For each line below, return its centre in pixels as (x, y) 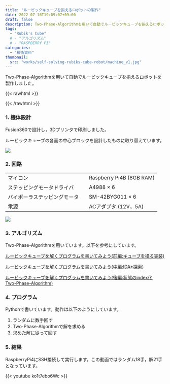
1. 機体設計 (18, 117)
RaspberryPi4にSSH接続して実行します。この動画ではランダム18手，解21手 (84, 359)
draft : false (19, 19)
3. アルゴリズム (24, 233)
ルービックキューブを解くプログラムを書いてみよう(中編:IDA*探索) (75, 267)
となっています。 (23, 366)
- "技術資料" (22, 52)
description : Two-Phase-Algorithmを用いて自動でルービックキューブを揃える (79, 24)
